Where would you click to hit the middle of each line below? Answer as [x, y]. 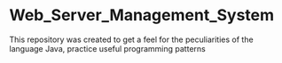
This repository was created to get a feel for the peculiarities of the [132, 39]
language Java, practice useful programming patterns [107, 48]
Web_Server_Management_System [142, 15]
